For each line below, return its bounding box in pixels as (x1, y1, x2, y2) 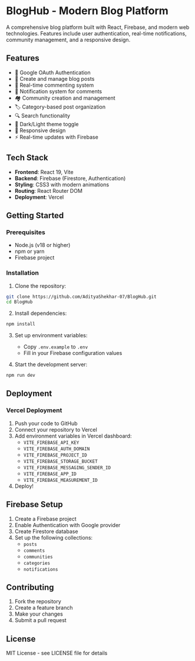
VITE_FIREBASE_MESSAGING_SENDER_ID (23, 465, 111, 471)
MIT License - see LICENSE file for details (6, 650, 108, 657)
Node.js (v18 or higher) (14, 242, 71, 249)
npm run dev (6, 373, 35, 379)
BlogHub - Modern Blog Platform (6, 4, 169, 18)
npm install (6, 321, 35, 327)
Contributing (6, 582, 54, 592)
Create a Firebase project (14, 515, 77, 522)
